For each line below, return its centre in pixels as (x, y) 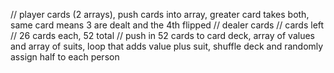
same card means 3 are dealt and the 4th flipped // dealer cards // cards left (167, 25)
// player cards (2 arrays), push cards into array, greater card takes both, (160, 14)
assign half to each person (65, 57)
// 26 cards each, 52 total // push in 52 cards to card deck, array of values (162, 35)
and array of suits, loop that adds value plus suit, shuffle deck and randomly (167, 46)
